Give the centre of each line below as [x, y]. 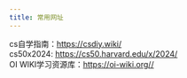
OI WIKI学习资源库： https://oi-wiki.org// [82, 64]
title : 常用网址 [36, 17]
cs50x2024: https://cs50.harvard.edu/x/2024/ [93, 53]
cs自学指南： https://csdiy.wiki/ [66, 43]
